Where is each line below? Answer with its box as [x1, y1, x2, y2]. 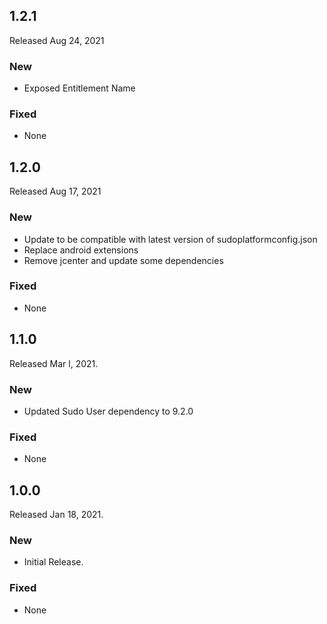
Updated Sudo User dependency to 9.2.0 [23, 405, 194, 417]
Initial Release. [23, 556, 84, 568]
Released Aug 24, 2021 [9, 34, 105, 46]
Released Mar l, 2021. [9, 357, 99, 369]
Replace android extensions [23, 244, 139, 256]
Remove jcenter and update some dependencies [23, 254, 224, 266]
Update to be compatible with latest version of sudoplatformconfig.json [23, 233, 318, 245]
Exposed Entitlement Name [23, 82, 136, 94]
